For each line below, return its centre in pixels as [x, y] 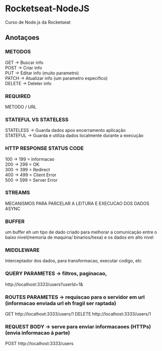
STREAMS [18, 192]
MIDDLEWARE [22, 250]
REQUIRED [18, 96]
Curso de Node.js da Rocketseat [38, 22]
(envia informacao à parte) [38, 333]
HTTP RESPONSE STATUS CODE [44, 148]
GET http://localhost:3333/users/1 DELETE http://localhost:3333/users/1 [78, 314]
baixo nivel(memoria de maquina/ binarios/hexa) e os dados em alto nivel [79, 237]
